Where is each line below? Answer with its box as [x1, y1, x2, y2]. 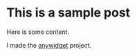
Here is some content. [6, 28, 70, 36]
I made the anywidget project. [6, 41, 92, 49]
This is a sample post [6, 5, 131, 21]
